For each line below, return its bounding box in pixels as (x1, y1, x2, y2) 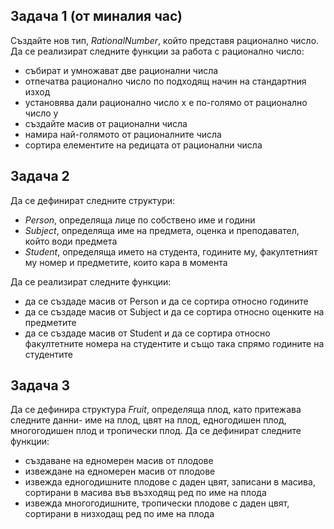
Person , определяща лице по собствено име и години (24, 214, 256, 226)
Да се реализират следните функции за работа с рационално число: (10, 45, 305, 57)
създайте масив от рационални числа (24, 117, 188, 129)
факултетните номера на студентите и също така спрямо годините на (24, 337, 325, 349)
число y (24, 107, 59, 119)
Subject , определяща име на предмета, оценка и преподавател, (24, 224, 300, 236)
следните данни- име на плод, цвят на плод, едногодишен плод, (10, 414, 287, 426)
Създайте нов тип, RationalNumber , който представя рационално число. (10, 34, 320, 46)
